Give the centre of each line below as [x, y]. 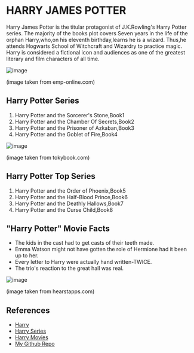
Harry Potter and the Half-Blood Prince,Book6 [71, 197]
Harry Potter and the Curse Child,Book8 [64, 209]
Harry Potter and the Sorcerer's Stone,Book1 [70, 115]
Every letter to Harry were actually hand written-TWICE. [83, 262]
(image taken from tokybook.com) [48, 157]
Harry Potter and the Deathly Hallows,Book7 [69, 203]
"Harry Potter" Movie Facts [58, 228]
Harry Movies [32, 337]
